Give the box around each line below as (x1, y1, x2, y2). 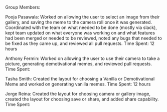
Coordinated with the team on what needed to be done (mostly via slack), (5, 24, 157, 30)
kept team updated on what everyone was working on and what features (5, 30, 155, 35)
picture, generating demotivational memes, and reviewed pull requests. (5, 61, 152, 66)
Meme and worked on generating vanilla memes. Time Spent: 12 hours (5, 81, 151, 87)
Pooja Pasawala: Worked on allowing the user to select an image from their (5, 14, 160, 19)
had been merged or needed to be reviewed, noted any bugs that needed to (5, 35, 162, 41)
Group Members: (5, 4, 41, 10)
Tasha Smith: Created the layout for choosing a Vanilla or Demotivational (5, 76, 155, 81)
